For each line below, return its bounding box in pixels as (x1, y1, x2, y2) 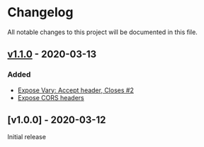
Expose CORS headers (17, 93, 85, 102)
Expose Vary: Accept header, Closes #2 (17, 86, 135, 94)
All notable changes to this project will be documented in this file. (7, 28, 198, 36)
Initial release (7, 133, 46, 141)
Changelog (7, 4, 74, 21)
